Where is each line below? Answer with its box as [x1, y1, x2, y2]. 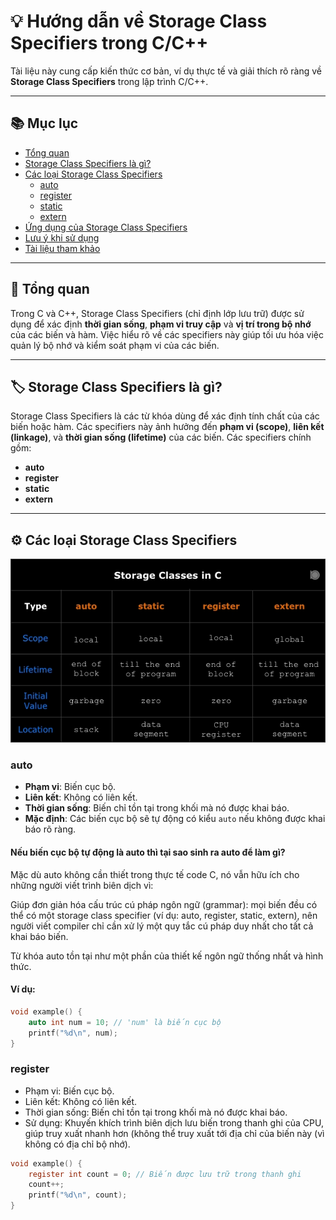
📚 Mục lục [10, 115, 79, 132]
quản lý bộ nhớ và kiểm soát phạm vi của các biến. [10, 339, 220, 351]
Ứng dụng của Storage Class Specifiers [24, 221, 188, 233]
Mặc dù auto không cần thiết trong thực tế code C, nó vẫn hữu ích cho [10, 868, 300, 880]
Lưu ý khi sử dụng [24, 231, 100, 244]
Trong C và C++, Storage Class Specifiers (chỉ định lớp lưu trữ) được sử [10, 307, 305, 319]
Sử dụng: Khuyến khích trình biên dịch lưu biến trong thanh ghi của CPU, [24, 1116, 324, 1129]
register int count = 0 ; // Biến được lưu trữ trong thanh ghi [28, 1169, 302, 1179]
